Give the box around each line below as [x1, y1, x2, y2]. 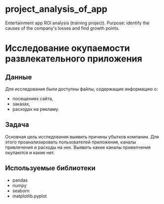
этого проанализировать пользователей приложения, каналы [5, 139, 136, 145]
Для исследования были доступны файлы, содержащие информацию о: [5, 86, 158, 92]
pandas [12, 177, 28, 183]
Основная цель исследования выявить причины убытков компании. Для [5, 134, 160, 139]
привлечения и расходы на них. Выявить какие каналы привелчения [5, 144, 151, 150]
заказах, [12, 101, 31, 107]
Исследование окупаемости [5, 43, 130, 54]
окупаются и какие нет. [5, 149, 55, 155]
